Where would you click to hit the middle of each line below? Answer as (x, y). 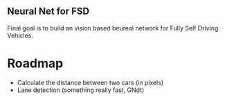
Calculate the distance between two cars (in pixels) (90, 82)
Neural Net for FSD (48, 11)
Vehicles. (20, 35)
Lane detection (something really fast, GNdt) (81, 90)
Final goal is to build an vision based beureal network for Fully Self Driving (113, 28)
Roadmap (35, 63)
